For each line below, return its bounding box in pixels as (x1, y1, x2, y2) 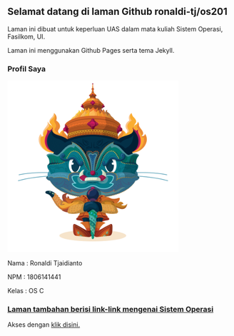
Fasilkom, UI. (7, 32, 46, 41)
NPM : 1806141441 (7, 273, 61, 281)
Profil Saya (7, 63, 46, 73)
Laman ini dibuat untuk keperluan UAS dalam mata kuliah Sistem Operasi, (7, 24, 223, 33)
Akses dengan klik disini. (7, 320, 81, 329)
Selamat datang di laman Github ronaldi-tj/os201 (7, 6, 228, 18)
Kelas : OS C (7, 287, 44, 295)
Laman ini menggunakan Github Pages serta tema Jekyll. (7, 46, 175, 54)
